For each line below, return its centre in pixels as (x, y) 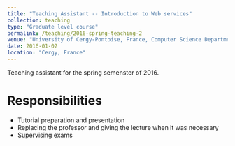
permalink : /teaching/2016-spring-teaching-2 (74, 33)
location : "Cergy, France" (47, 53)
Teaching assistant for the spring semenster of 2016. (83, 72)
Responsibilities (55, 101)
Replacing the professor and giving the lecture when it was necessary (118, 127)
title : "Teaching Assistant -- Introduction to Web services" (100, 14)
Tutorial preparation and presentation (71, 120)
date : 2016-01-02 (33, 46)
